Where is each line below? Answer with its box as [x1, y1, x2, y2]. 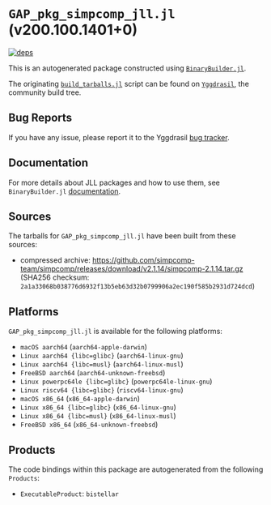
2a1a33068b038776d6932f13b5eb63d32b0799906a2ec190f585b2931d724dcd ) [19, 281, 256, 291]
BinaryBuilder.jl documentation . [8, 186, 121, 196]
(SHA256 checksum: [19, 272, 90, 282]
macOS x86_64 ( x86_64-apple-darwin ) [19, 394, 140, 404]
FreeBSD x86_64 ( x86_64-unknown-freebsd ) [19, 420, 159, 430]
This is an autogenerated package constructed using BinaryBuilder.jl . [8, 63, 247, 73]
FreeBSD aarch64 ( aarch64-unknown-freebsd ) [19, 368, 166, 378]
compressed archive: [19, 255, 91, 265]
